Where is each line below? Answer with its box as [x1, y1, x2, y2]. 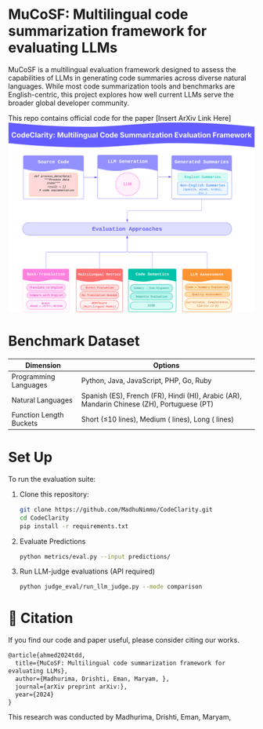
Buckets [11, 418, 38, 428]
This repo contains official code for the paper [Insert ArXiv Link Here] [8, 113, 232, 122]
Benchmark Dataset [8, 332, 140, 350]
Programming [11, 371, 56, 381]
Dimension [24, 360, 61, 370]
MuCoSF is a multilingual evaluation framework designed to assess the [8, 64, 236, 74]
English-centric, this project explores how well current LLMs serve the [8, 89, 235, 99]
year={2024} [15, 691, 55, 699]
